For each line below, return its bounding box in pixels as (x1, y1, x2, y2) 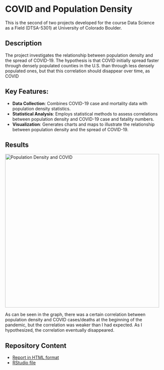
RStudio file (12, 360, 36, 366)
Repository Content (5, 342, 66, 350)
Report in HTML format (12, 355, 59, 361)
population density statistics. (12, 106, 71, 112)
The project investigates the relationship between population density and (5, 52, 154, 58)
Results (5, 141, 29, 149)
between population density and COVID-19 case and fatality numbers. (12, 116, 154, 122)
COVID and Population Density (5, 3, 133, 15)
